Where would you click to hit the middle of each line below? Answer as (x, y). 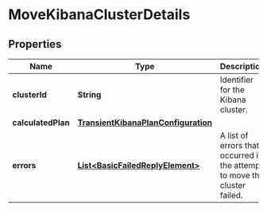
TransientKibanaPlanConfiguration (145, 123)
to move (235, 175)
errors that (240, 145)
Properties (35, 44)
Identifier (237, 80)
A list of (234, 135)
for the (232, 90)
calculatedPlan (41, 123)
